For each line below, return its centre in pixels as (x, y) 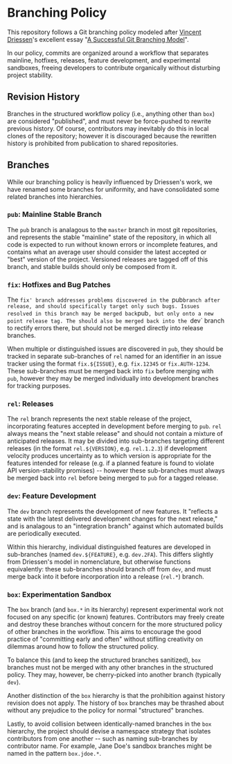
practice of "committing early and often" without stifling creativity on (105, 639)
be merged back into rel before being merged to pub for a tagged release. (113, 478)
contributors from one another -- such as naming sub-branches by (102, 739)
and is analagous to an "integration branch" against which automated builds (115, 526)
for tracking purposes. (39, 386)
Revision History (44, 97)
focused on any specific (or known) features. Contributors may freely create (116, 617)
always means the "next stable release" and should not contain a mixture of (115, 434)
